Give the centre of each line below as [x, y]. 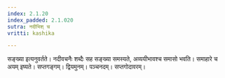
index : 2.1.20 [28, 14]
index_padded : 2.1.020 [40, 20]
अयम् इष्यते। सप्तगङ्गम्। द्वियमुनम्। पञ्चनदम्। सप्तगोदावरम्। [76, 67]
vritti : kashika [31, 33]
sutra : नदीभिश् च [29, 26]
